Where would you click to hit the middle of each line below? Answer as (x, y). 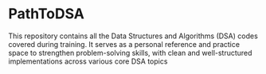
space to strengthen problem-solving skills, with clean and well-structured (130, 53)
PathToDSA (47, 14)
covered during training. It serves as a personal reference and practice (124, 44)
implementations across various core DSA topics (88, 61)
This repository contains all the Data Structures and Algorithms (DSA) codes (133, 36)
